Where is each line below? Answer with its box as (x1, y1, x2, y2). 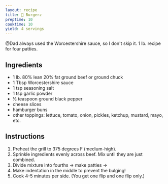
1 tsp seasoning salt (12, 85, 54, 91)
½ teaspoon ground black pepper (12, 95, 83, 102)
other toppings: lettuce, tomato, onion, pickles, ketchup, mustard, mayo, (12, 112, 163, 118)
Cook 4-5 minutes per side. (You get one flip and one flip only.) (12, 173, 145, 179)
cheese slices (12, 101, 42, 107)
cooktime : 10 (5, 21, 33, 27)
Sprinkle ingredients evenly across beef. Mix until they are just (12, 151, 143, 157)
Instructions (5, 132, 45, 141)
